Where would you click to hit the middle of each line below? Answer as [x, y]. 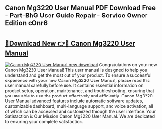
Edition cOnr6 [26, 23]
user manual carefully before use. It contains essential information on [74, 85]
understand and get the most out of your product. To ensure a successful [78, 75]
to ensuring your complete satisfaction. [44, 121]
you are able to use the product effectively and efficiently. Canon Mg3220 [79, 96]
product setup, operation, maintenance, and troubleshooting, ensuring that [80, 91]
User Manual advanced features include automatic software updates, [74, 101]
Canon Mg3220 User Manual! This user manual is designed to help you [76, 70]
